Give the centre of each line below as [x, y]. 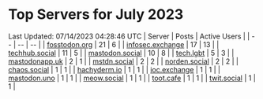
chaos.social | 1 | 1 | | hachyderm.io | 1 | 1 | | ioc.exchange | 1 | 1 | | [115, 69]
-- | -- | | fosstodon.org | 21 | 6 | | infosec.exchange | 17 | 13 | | [118, 44]
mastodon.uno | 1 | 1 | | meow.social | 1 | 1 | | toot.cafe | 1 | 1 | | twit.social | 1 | [132, 78]
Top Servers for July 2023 [96, 15]
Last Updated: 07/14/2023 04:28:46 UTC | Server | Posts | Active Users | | [129, 36]
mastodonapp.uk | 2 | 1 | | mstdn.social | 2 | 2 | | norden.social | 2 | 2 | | [124, 61]
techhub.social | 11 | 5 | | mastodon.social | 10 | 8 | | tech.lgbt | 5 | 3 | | [121, 53]
